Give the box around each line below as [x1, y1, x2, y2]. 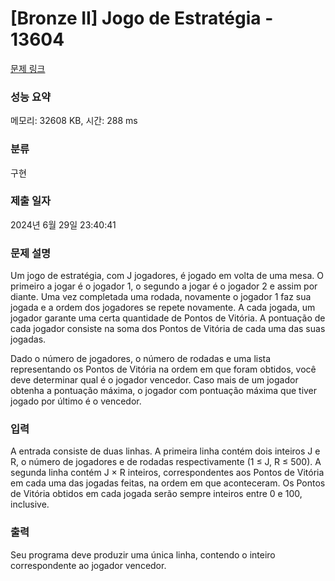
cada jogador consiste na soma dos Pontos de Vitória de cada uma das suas [10, 323, 326, 335]
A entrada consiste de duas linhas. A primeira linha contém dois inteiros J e [10, 445, 321, 457]
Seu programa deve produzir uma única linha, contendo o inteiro [10, 548, 276, 561]
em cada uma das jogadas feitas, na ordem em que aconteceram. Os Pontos [10, 477, 326, 489]
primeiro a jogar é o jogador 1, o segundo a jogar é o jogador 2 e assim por [10, 280, 318, 292]
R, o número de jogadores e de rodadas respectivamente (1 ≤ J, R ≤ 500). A [10, 456, 322, 468]
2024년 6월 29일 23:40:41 [10, 218, 117, 231]
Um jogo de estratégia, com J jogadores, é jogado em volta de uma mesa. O [10, 270, 324, 282]
